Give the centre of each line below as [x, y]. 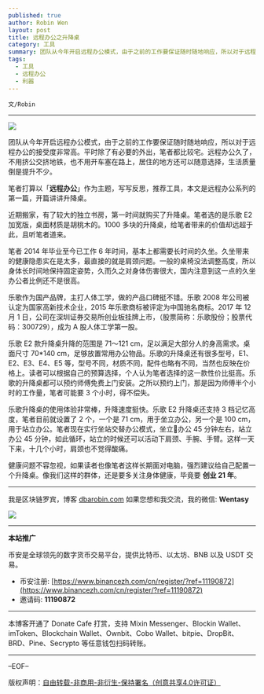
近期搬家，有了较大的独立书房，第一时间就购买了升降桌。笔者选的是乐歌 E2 [130, 215]
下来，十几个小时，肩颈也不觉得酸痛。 [70, 448]
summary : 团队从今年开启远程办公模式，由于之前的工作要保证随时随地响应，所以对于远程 [132, 52]
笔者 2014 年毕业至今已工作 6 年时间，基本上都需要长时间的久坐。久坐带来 [129, 251]
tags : [17, 60]
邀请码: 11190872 [48, 599]
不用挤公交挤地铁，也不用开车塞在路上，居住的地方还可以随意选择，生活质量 [132, 161]
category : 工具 [32, 45]
